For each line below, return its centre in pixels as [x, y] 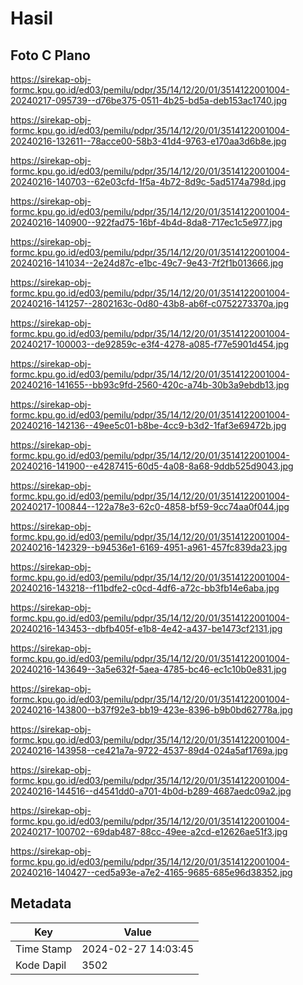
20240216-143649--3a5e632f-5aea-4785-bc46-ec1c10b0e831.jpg [148, 669]
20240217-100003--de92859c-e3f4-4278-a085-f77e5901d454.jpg [150, 344]
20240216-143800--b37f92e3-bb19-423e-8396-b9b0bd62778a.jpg [151, 710]
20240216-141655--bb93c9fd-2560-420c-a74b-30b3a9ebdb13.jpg [150, 385]
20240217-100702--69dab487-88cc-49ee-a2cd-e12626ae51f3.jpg [149, 831]
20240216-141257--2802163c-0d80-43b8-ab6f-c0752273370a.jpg [150, 303]
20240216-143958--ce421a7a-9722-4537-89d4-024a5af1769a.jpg [149, 750]
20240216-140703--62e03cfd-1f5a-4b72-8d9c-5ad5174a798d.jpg [148, 181]
